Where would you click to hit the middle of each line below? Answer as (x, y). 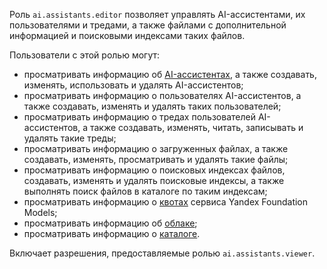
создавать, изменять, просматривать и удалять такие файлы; (156, 159)
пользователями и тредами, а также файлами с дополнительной (148, 25)
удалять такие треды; (70, 138)
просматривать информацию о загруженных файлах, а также (156, 148)
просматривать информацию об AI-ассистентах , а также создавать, (170, 74)
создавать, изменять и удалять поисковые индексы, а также (154, 180)
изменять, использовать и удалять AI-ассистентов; (133, 85)
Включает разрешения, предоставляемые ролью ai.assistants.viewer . (162, 253)
